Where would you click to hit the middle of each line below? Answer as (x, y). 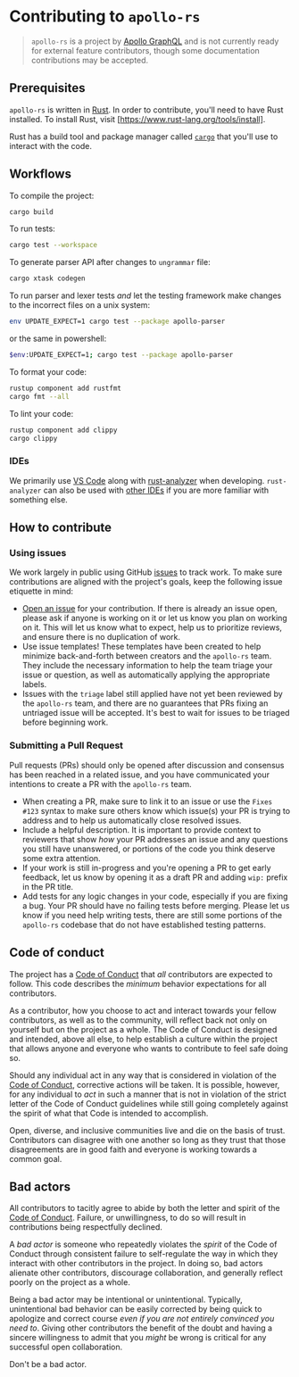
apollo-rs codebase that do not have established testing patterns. (144, 925)
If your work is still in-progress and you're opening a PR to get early (146, 867)
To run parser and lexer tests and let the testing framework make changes (145, 295)
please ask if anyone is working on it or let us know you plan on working (154, 618)
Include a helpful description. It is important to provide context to (141, 830)
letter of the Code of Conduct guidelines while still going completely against (149, 1103)
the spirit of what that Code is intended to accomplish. (109, 1113)
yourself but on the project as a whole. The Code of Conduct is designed (143, 1029)
